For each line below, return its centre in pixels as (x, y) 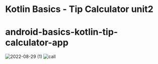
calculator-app (37, 43)
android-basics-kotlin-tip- (62, 32)
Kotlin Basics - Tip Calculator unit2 (79, 9)
